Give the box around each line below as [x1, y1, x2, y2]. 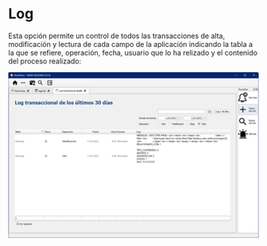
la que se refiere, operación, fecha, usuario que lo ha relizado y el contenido [8, 48, 258, 57]
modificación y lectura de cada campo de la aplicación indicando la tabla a [8, 39, 253, 48]
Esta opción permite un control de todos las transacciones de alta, [8, 31, 225, 40]
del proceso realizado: [8, 56, 82, 66]
